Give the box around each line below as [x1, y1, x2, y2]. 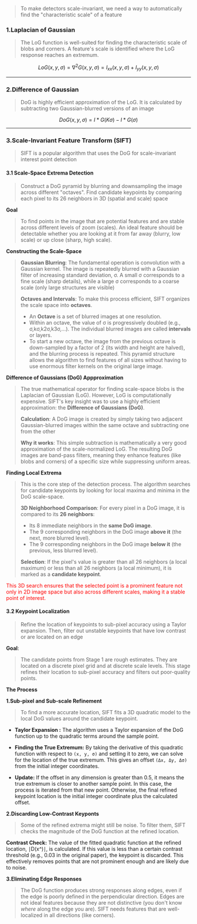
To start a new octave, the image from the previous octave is [29, 337, 176, 345]
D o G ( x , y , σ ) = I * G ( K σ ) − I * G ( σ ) [59, 117, 138, 124]
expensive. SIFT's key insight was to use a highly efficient [20, 398, 160, 405]
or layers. [29, 331, 52, 339]
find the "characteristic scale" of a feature [20, 11, 122, 18]
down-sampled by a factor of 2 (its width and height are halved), [29, 344, 185, 351]
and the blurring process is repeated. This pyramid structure [29, 350, 175, 357]
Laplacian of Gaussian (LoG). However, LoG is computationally [20, 391, 172, 398]
